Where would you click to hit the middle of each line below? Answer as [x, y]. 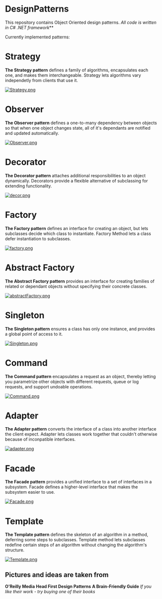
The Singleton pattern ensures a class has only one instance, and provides [80, 329]
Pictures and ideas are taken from [57, 574]
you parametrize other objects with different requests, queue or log [72, 382]
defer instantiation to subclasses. [38, 238]
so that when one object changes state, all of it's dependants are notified [78, 128]
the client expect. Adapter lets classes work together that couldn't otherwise [81, 434]
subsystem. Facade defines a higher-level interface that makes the [72, 487]
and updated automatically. [32, 133]
